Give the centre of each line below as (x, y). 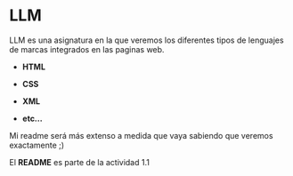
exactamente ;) (37, 145)
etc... (32, 118)
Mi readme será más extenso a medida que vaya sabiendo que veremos (141, 135)
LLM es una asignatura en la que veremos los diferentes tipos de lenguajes (146, 40)
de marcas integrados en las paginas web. (87, 49)
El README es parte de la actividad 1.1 (79, 162)
